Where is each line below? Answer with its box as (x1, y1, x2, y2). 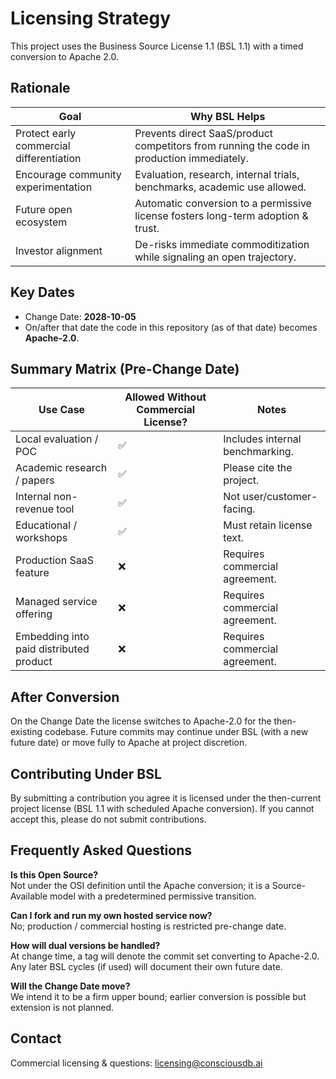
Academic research (15, 461, 108, 475)
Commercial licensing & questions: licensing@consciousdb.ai (10, 1057, 263, 1069)
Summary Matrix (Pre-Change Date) (10, 360, 240, 377)
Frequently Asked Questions (10, 842, 193, 859)
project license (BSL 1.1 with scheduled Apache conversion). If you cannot (10, 803, 315, 814)
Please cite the (223, 461, 293, 475)
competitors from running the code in (134, 138, 310, 152)
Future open (15, 202, 73, 216)
